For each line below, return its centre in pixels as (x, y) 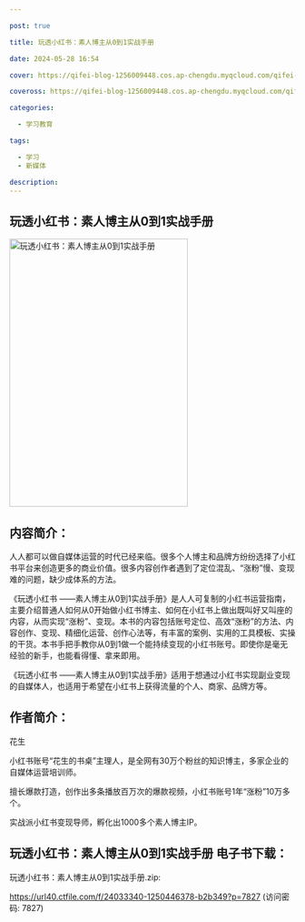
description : (34, 182)
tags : (20, 141)
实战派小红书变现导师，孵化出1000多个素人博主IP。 (106, 822)
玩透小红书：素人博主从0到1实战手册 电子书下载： (149, 853)
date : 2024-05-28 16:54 (54, 59)
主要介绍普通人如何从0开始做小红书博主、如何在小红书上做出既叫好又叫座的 (151, 610)
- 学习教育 (35, 125)
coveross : (28, 92)
